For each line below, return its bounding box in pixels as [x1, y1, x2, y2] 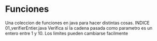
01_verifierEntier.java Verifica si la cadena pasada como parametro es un [5, 25, 153, 31]
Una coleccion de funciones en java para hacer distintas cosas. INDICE [5, 20, 150, 26]
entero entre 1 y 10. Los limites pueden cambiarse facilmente [5, 30, 128, 36]
